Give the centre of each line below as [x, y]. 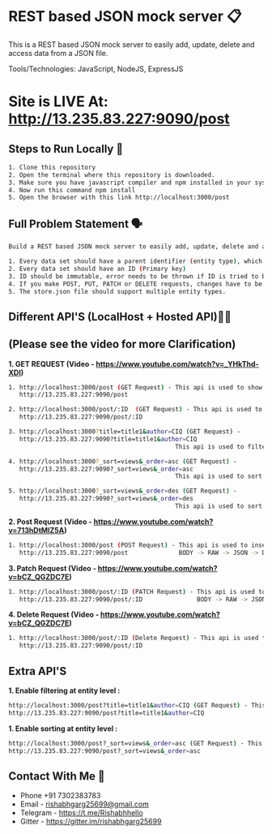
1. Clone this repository [52, 167]
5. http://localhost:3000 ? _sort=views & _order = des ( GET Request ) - [123, 491]
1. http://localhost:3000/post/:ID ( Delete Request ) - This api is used [134, 638]
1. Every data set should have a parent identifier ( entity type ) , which [136, 261]
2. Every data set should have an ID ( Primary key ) [97, 269]
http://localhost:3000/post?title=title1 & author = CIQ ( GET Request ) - [128, 706]
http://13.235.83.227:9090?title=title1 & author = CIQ [108, 439]
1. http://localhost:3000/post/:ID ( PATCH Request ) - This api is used [132, 591]
